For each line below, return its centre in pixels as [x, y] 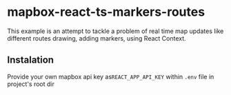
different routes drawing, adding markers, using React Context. [97, 38]
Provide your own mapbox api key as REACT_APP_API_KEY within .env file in [111, 76]
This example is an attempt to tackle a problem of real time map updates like [115, 31]
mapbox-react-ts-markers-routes [106, 12]
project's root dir [31, 84]
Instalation [30, 60]
